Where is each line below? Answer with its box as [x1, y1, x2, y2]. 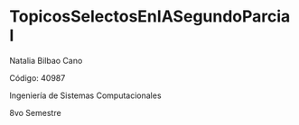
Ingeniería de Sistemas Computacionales [9, 90, 162, 101]
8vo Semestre [9, 107, 61, 118]
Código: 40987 [9, 72, 66, 83]
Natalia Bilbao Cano [9, 55, 83, 66]
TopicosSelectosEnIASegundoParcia [9, 6, 291, 27]
